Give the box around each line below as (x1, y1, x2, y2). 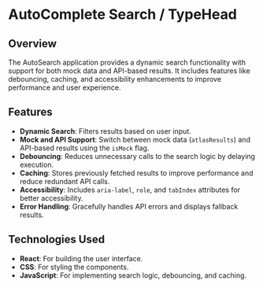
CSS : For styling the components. (19, 262, 129, 271)
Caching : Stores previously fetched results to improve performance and (19, 168, 254, 178)
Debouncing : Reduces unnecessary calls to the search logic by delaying (19, 151, 256, 161)
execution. (19, 160, 54, 169)
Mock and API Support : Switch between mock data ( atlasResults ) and (19, 135, 250, 144)
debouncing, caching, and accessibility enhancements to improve (8, 75, 222, 83)
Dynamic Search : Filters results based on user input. (19, 126, 191, 135)
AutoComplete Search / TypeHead (8, 6, 238, 24)
